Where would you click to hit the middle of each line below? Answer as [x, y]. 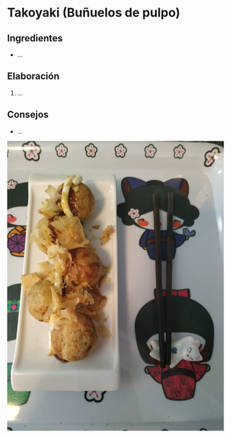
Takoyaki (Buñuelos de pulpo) [94, 13]
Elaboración [33, 76]
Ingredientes [35, 38]
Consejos [28, 115]
